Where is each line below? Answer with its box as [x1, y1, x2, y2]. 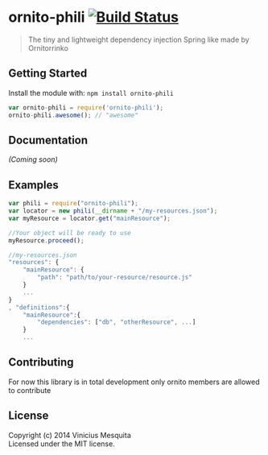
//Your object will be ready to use [8, 229, 131, 237]
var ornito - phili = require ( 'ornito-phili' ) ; [8, 103, 163, 112]
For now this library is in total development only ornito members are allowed [8, 377, 260, 387]
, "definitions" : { [8, 303, 70, 312]
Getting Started [8, 67, 88, 81]
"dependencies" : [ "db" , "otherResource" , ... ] [37, 318, 196, 326]
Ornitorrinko [27, 43, 68, 52]
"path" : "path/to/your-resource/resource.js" [37, 274, 193, 282]
